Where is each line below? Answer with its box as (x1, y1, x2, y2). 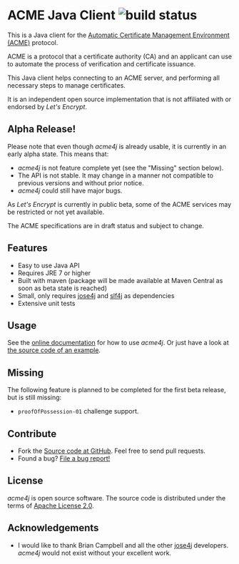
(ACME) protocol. (7, 38, 59, 46)
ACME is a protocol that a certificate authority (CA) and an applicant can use (7, 52, 233, 61)
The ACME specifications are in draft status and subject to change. (7, 221, 205, 230)
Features (7, 242, 48, 255)
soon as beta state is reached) (17, 284, 108, 292)
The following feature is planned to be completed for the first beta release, (7, 386, 226, 394)
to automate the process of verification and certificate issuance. (7, 59, 196, 68)
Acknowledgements (7, 522, 99, 534)
